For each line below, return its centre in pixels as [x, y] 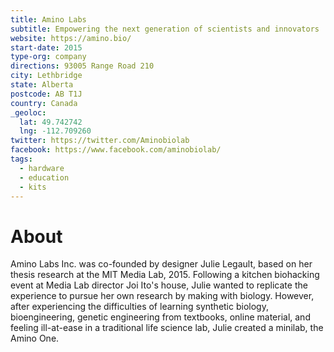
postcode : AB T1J [46, 94]
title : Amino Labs [48, 19]
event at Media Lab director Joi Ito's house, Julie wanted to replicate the [159, 285]
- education [44, 177]
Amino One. [35, 338]
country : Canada [44, 103]
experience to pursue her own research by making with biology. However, [162, 296]
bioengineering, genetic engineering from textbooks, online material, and [160, 317]
